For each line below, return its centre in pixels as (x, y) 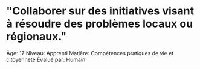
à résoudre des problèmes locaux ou (100, 24)
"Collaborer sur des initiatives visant (100, 11)
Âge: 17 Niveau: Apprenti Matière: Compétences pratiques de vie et (90, 53)
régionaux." (37, 37)
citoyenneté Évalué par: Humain (46, 59)
